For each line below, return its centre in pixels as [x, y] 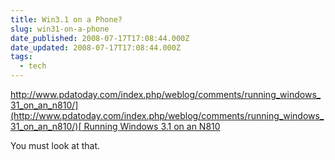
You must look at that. [55, 145]
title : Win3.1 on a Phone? [66, 19]
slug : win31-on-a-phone [60, 29]
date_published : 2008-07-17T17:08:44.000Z [100, 38]
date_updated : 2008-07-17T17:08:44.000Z [96, 47]
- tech [33, 66]
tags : [21, 57]
